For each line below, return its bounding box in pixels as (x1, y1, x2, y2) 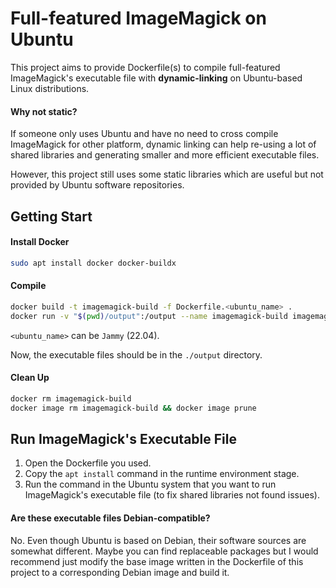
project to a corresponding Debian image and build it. (10, 566, 230, 578)
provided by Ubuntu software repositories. (10, 179, 185, 191)
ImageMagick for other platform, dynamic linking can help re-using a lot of (10, 138, 317, 151)
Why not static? (10, 105, 78, 117)
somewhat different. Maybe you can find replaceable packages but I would (10, 545, 319, 557)
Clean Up (10, 372, 50, 384)
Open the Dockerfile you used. (24, 457, 152, 469)
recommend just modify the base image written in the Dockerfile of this (10, 555, 304, 567)
